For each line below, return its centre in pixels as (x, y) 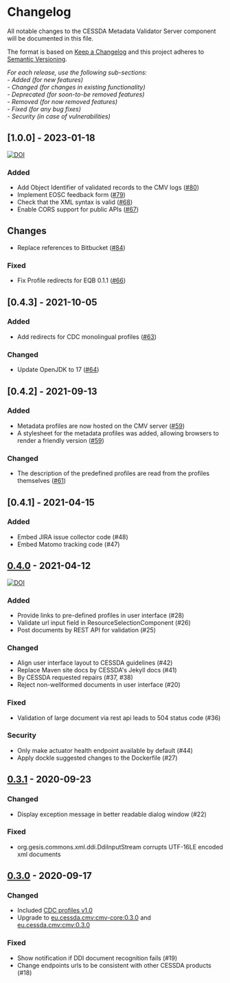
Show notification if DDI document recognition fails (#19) (97, 958)
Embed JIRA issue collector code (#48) (72, 537)
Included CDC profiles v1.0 (55, 911)
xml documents (39, 854)
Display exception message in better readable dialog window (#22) (112, 814)
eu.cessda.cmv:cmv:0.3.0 (54, 925)
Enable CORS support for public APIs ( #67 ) (78, 209)
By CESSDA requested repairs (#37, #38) (75, 677)
